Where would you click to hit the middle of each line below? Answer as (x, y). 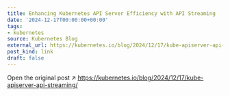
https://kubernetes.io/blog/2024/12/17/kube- (141, 77)
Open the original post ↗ (42, 77)
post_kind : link (30, 52)
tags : (15, 26)
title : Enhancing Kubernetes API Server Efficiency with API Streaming (111, 13)
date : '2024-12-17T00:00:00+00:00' (58, 20)
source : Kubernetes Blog (42, 39)
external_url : (27, 45)
